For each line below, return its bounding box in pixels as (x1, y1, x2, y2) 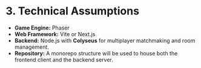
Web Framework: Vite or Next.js (14, 30, 96, 37)
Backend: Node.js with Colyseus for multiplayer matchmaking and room (14, 37, 196, 44)
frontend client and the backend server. (14, 56, 113, 63)
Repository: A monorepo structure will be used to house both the (14, 49, 178, 57)
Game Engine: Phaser (14, 24, 70, 31)
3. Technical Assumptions (5, 4, 140, 18)
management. (14, 43, 50, 51)
